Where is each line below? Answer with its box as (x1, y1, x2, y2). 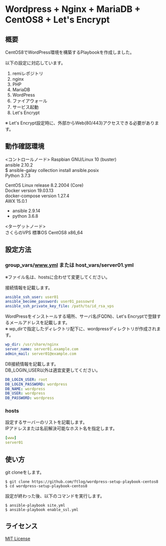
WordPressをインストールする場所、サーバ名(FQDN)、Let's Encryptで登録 (5, 313, 157, 319)
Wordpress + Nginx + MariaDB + (5, 3, 141, 15)
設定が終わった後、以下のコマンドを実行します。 (5, 493, 105, 499)
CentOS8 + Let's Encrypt (5, 14, 110, 25)
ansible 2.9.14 (12, 208, 41, 214)
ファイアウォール (12, 98, 48, 104)
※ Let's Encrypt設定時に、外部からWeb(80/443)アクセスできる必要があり (5, 120, 155, 126)
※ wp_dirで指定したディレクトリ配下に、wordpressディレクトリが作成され (5, 326, 157, 332)
